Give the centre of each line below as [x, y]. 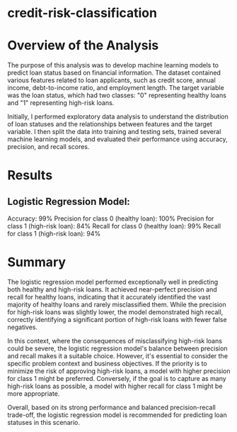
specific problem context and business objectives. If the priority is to [107, 364]
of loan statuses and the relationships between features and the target [110, 124]
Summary [36, 262]
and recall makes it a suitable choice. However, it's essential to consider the [118, 356]
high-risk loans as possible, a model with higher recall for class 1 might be [115, 386]
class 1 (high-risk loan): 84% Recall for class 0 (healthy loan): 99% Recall [114, 226]
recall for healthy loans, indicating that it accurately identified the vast [109, 297]
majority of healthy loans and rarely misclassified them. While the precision [117, 305]
